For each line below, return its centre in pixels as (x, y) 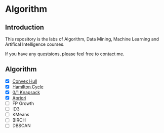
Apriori (19, 98)
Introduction (25, 27)
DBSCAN (21, 126)
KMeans (21, 115)
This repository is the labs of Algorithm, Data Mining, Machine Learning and (82, 39)
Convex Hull (24, 81)
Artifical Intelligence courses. (35, 44)
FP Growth (23, 103)
